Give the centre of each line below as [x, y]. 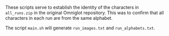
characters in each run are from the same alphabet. [59, 18]
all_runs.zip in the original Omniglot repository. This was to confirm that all [84, 13]
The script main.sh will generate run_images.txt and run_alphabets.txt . [80, 28]
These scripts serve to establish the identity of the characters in [72, 7]
